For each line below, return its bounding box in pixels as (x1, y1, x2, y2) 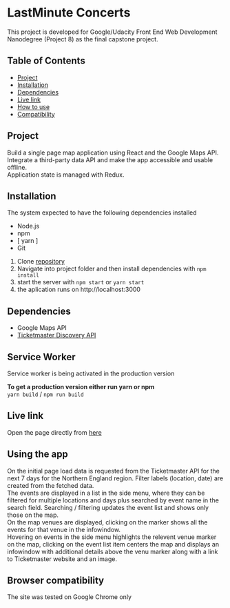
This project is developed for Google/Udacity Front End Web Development (7, 28, 218, 36)
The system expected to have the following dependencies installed (7, 208, 198, 217)
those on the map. (7, 511, 59, 519)
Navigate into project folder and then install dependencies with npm (17, 264, 207, 273)
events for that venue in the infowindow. (7, 525, 121, 533)
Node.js (17, 222, 40, 231)
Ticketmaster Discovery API (17, 331, 96, 340)
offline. (7, 163, 28, 171)
